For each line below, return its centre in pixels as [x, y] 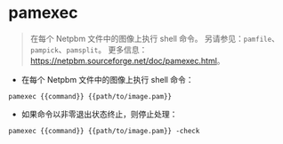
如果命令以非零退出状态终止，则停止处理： [99, 114]
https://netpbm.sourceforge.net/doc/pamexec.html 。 [127, 60]
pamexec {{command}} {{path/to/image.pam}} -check [104, 131]
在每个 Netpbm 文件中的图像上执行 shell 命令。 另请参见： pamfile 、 [154, 38]
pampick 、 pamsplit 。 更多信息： [89, 49]
